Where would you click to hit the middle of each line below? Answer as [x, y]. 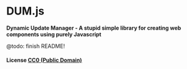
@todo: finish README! [36, 46]
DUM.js [25, 11]
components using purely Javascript [54, 34]
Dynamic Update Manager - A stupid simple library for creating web [94, 28]
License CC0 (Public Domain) [44, 60]
